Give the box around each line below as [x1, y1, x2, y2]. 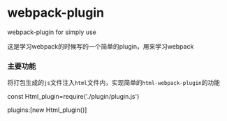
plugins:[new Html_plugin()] [7, 106, 87, 114]
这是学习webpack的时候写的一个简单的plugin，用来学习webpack [7, 42, 194, 50]
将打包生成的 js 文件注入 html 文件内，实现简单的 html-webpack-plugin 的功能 [7, 79, 220, 87]
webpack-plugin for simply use [7, 28, 96, 36]
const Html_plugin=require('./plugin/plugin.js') [7, 92, 140, 101]
